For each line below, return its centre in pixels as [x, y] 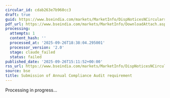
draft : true [18, 15]
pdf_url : [14, 24]
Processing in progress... [31, 90]
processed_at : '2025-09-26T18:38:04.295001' [57, 43]
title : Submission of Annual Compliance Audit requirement [69, 76]
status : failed [26, 57]
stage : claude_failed [33, 52]
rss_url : [14, 66]
